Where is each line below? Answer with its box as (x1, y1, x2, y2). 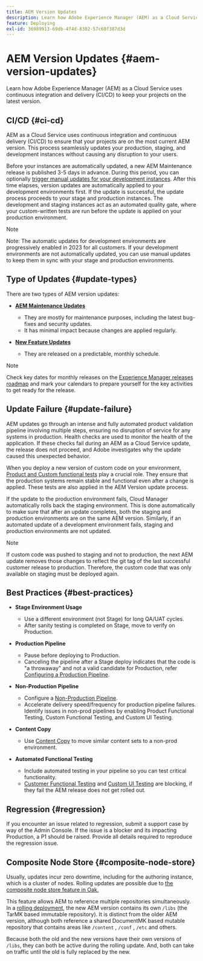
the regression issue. (6, 840, 59, 847)
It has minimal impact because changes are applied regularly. (24, 327, 177, 334)
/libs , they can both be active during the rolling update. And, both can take (6, 942, 195, 949)
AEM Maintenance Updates (14, 302, 86, 309)
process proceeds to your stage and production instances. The (6, 195, 163, 202)
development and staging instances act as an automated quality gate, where (6, 201, 196, 208)
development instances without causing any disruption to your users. (6, 151, 178, 158)
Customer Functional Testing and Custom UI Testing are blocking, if (24, 780, 193, 788)
